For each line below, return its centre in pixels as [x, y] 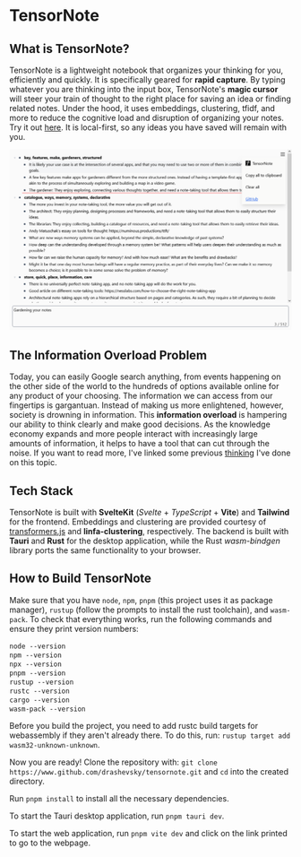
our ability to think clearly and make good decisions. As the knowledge [140, 424]
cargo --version [39, 700]
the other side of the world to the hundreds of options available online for [144, 386]
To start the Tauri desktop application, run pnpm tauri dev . [117, 816]
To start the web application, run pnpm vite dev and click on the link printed [149, 833]
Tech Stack [41, 491]
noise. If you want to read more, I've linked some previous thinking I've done [150, 453]
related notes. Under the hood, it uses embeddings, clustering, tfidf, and [142, 108]
